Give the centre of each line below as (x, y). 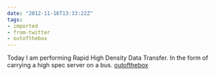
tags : (15, 20)
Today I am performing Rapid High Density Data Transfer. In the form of (108, 58)
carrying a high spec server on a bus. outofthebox (78, 65)
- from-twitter (29, 32)
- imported (23, 26)
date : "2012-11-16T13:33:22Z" (50, 13)
